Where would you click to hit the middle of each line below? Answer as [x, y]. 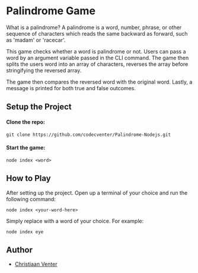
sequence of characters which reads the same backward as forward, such [97, 33]
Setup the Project [39, 107]
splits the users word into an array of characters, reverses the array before [97, 64]
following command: [31, 199]
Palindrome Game [51, 11]
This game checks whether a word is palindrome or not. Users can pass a [96, 51]
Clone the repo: [26, 122]
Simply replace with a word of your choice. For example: [75, 221]
